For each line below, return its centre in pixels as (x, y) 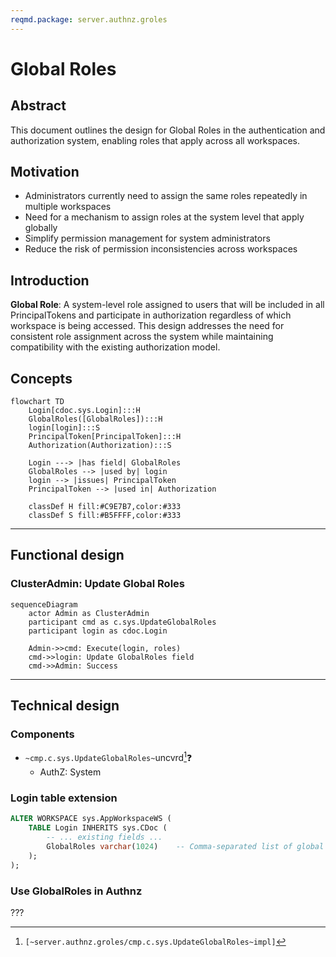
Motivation (45, 172)
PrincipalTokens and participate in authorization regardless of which (151, 315)
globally (41, 228)
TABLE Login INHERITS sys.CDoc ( (98, 828)
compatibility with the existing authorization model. (115, 347)
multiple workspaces (68, 207)
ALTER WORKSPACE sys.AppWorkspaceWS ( (91, 819)
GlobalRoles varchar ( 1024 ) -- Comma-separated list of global (185, 847)
